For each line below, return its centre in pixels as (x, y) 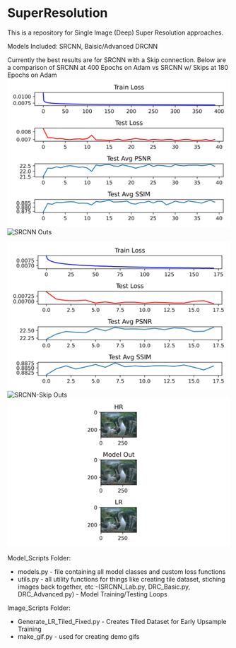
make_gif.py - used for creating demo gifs (78, 636)
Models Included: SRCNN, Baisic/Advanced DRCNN (82, 46)
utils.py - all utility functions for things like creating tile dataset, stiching (121, 579)
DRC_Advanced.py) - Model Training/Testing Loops (92, 594)
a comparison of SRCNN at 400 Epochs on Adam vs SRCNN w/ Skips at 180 (118, 67)
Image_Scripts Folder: (39, 608)
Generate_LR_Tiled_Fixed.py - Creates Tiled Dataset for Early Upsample (122, 621)
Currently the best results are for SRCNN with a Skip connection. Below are (117, 60)
